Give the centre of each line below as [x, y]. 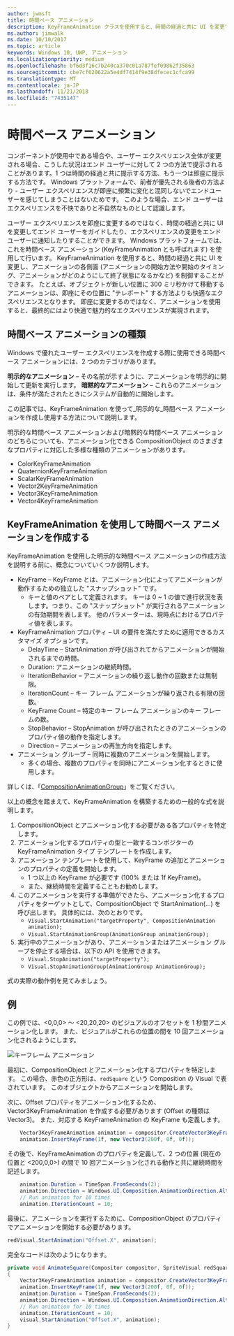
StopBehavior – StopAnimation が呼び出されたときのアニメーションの [127, 728]
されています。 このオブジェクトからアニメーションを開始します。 [102, 1087]
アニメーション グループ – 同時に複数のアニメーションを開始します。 [115, 754]
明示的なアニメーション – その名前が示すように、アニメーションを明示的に [114, 376]
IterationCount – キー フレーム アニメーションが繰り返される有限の [123, 693]
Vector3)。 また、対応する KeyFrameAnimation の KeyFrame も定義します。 [116, 1120]
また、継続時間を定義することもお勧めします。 [95, 886]
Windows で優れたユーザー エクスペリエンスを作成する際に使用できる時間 [113, 352]
